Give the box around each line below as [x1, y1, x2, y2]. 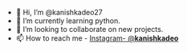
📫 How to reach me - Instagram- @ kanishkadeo [15, 33, 179, 43]
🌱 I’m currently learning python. [15, 16, 120, 25]
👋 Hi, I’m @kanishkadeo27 [15, 8, 103, 17]
